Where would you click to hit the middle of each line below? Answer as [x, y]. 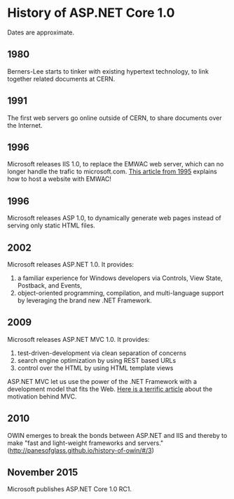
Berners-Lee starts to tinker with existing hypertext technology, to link [108, 71]
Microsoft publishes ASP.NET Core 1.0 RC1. [69, 489]
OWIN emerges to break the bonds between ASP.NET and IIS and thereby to [117, 435]
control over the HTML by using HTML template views [95, 368]
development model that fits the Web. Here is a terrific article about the [110, 389]
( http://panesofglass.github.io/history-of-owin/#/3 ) [81, 450]
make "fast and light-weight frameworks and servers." [85, 443]
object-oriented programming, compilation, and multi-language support [121, 293]
